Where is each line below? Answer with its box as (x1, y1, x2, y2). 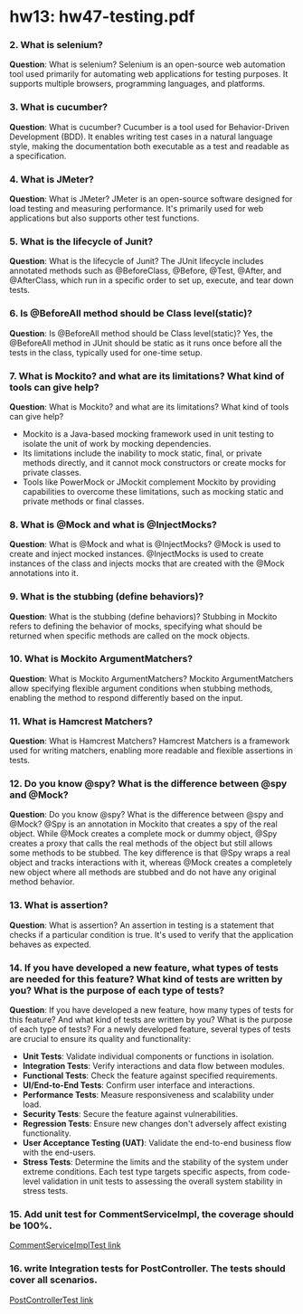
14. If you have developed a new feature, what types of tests (9, 961, 279, 974)
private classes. (22, 467, 81, 477)
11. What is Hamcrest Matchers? (9, 714, 154, 727)
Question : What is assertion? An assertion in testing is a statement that (9, 920, 274, 931)
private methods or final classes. (22, 496, 145, 506)
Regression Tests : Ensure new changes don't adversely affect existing (22, 1119, 287, 1130)
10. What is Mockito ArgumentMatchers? (9, 653, 193, 666)
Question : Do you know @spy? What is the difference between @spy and (9, 809, 284, 820)
